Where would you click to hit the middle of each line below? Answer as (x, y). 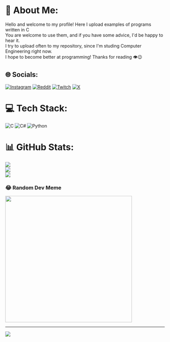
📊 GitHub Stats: (40, 147)
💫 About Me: (32, 10)
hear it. (13, 40)
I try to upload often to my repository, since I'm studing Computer (73, 46)
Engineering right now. (29, 51)
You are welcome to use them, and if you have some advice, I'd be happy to (84, 35)
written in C (17, 29)
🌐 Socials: (22, 75)
